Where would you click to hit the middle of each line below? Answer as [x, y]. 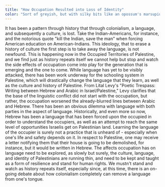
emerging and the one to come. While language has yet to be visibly [74, 70]
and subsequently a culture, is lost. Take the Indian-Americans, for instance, [82, 33]
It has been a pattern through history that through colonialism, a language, [80, 28]
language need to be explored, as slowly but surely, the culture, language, [80, 153]
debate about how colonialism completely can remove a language [84, 174]
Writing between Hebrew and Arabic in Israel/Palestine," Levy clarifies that [80, 91]
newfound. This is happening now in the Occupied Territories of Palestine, [80, 54]
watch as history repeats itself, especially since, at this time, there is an [77, 168]
